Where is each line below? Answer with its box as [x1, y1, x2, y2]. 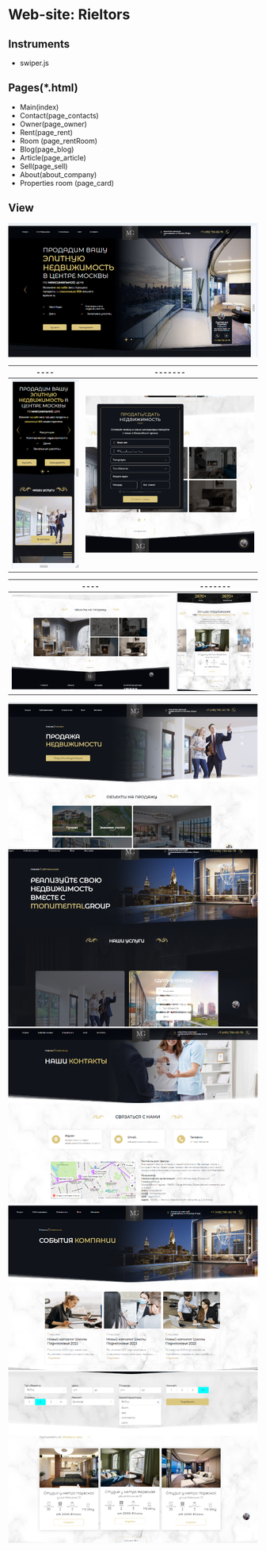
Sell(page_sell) [19, 161, 68, 171]
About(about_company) [19, 169, 97, 179]
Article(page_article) [19, 152, 87, 162]
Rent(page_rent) [19, 127, 74, 137]
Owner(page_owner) [19, 119, 87, 129]
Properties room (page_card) [19, 178, 115, 187]
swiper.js [19, 58, 49, 68]
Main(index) [19, 102, 59, 112]
